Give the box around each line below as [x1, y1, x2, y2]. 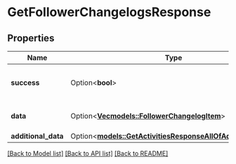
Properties [7, 32, 55, 44]
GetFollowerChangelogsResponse [7, 4, 211, 20]
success [11, 78, 40, 88]
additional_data [11, 131, 64, 141]
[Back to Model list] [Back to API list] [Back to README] [7, 149, 169, 158]
